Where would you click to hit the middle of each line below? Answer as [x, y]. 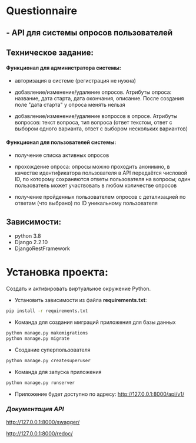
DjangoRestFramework [42, 248]
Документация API [35, 409]
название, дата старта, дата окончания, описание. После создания [99, 99]
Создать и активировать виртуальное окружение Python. [79, 289]
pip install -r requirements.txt [47, 311]
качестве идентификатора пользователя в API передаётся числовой [101, 173]
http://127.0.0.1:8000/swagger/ [43, 422]
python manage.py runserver [41, 383]
